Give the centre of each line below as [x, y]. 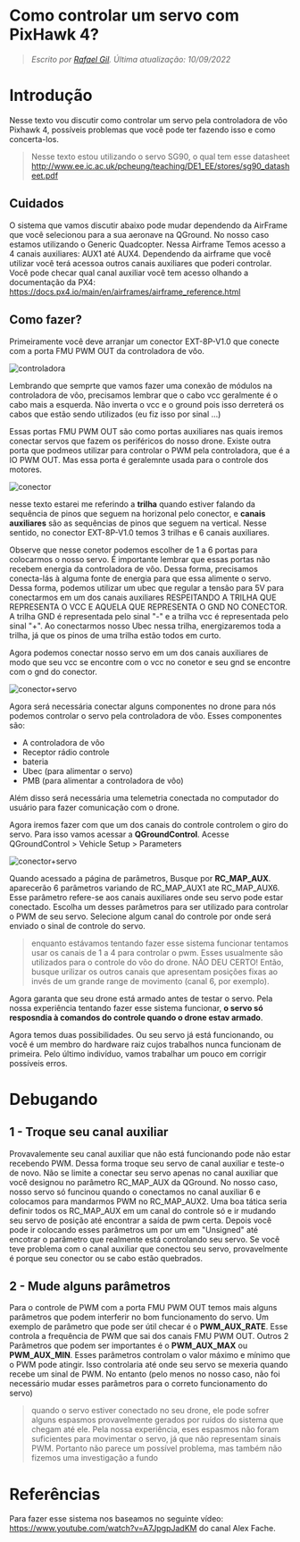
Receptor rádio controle [66, 752]
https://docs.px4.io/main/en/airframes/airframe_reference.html [125, 291]
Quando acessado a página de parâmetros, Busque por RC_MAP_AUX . [140, 878]
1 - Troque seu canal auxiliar [89, 1132]
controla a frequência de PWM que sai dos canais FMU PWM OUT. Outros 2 [149, 1336]
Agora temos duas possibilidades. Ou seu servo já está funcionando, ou [142, 1034]
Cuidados [37, 203]
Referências [55, 1494]
